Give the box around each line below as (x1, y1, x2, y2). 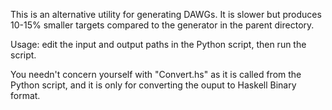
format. (10, 90, 41, 101)
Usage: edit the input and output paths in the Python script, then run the (10, 39, 307, 50)
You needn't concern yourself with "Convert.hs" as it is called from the (10, 69, 302, 80)
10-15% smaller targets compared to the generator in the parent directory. (10, 19, 315, 31)
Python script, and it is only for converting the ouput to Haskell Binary (10, 79, 297, 91)
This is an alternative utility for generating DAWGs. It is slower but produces (10, 9, 322, 20)
